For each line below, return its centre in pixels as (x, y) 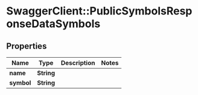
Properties (27, 46)
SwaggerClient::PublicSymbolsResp (99, 11)
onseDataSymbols (53, 24)
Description (78, 63)
